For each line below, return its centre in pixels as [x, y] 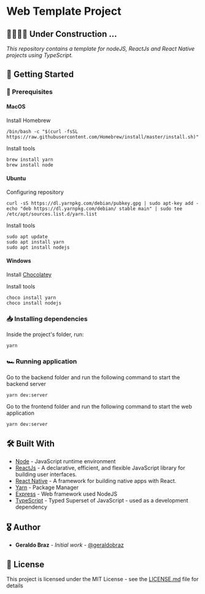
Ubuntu [16, 179]
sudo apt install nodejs [38, 247]
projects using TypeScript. [40, 55]
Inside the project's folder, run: [45, 334]
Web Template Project [64, 11]
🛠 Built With [31, 443]
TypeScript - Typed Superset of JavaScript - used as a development [102, 501]
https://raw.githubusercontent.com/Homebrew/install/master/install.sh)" [103, 137]
